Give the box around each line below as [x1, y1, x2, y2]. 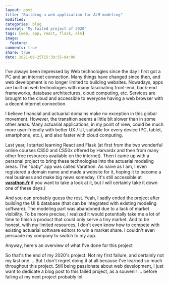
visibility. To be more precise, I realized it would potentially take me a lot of [5, 211, 160, 217]
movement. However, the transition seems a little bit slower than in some [5, 116, 156, 122]
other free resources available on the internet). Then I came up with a [5, 153, 150, 159]
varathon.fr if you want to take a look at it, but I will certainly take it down [5, 180, 158, 186]
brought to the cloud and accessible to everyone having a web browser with [5, 95, 163, 101]
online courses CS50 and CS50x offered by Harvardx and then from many [5, 148, 159, 154]
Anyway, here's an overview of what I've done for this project [5, 242, 133, 248]
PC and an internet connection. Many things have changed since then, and [5, 74, 160, 80]
